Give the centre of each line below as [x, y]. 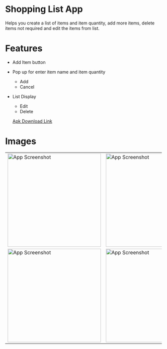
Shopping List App [44, 9]
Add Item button [29, 62]
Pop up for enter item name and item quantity [59, 72]
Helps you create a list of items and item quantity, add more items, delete [80, 23]
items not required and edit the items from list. [52, 28]
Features [24, 49]
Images [21, 141]
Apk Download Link [32, 121]
